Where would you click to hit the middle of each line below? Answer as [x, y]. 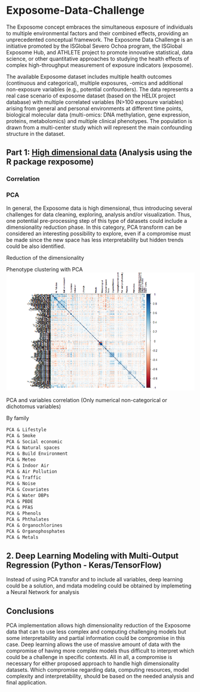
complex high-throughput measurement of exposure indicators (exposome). [100, 65]
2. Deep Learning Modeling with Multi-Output [93, 555]
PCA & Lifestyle [26, 430]
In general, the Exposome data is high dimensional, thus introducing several [99, 208]
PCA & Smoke [21, 436]
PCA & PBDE [20, 502]
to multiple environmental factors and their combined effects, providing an [98, 33]
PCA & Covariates [28, 490]
